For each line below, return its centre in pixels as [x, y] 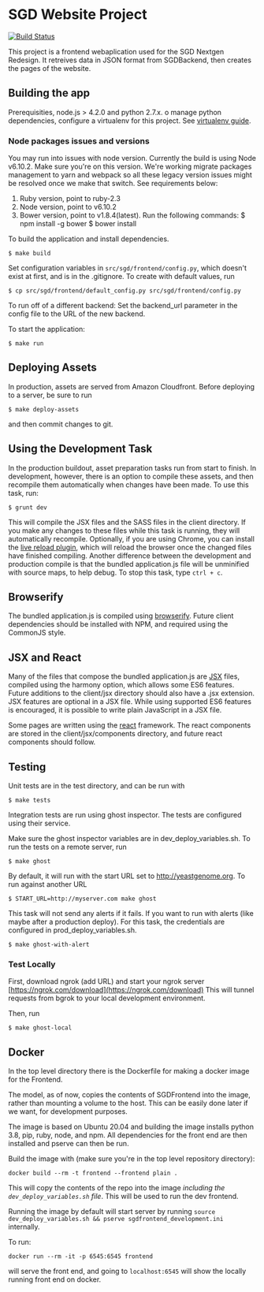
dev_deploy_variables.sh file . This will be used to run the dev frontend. [123, 1197]
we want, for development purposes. [68, 1111]
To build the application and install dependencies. [89, 239]
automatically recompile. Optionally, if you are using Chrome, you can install [131, 538]
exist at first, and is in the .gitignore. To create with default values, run [121, 277]
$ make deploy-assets [44, 409]
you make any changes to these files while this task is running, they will [124, 531]
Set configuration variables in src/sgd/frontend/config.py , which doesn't [127, 268]
